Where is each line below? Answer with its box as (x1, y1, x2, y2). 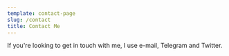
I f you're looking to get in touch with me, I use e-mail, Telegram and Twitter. (7, 42, 223, 50)
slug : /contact (7, 16, 51, 23)
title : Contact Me (7, 23, 60, 29)
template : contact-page (7, 10, 76, 17)
